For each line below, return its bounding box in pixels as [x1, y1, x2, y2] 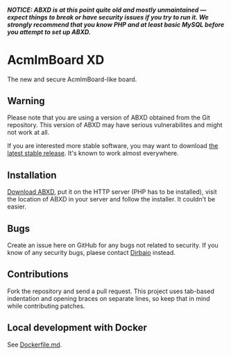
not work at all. [7, 129, 50, 137]
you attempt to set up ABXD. [7, 28, 92, 36]
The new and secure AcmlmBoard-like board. [7, 75, 137, 83]
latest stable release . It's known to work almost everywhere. [7, 149, 179, 158]
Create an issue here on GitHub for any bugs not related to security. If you [7, 240, 219, 249]
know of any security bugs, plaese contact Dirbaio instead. [7, 248, 176, 256]
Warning [7, 94, 45, 107]
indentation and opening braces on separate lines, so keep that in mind [7, 294, 210, 302]
